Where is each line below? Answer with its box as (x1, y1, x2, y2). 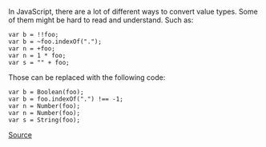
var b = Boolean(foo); (8, 88, 84, 96)
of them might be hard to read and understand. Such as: (8, 15, 194, 25)
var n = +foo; (8, 45, 56, 53)
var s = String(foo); (8, 116, 81, 124)
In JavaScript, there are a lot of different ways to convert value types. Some (8, 7, 258, 16)
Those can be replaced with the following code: (8, 73, 166, 82)
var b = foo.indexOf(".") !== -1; (8, 95, 124, 103)
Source (8, 130, 32, 139)
